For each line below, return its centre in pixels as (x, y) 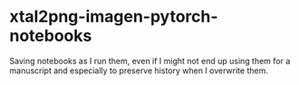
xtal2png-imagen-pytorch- (114, 17)
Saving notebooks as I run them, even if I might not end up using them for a (150, 61)
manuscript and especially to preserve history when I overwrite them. (139, 71)
